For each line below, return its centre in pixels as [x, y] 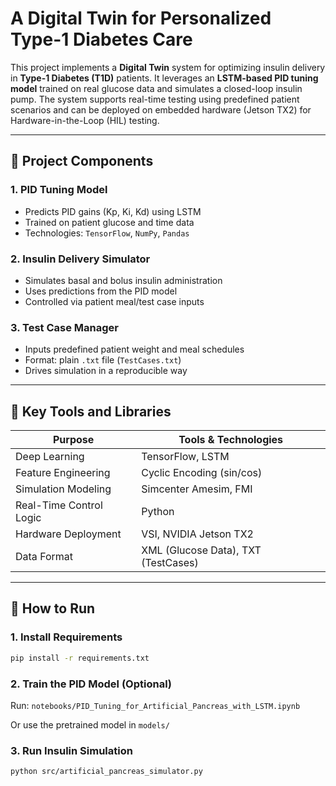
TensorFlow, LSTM [185, 457]
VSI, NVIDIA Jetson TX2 [197, 534]
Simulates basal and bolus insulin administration [123, 280]
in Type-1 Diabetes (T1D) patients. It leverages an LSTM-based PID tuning [164, 78]
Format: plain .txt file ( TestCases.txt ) [103, 360]
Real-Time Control [59, 505]
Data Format [44, 557]
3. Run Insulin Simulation [71, 750]
